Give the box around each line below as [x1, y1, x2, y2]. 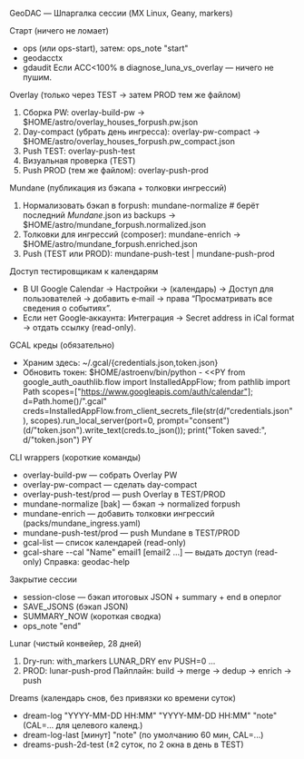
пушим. [22, 72, 53, 83]
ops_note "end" [22, 621, 82, 631]
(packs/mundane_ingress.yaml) [22, 517, 141, 528]
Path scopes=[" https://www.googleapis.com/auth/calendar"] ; [22, 386, 254, 397]
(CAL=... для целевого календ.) [22, 720, 143, 730]
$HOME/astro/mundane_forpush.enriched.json [22, 239, 198, 249]
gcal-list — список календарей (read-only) [22, 537, 186, 547]
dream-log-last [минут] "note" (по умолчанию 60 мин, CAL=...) [22, 730, 264, 740]
